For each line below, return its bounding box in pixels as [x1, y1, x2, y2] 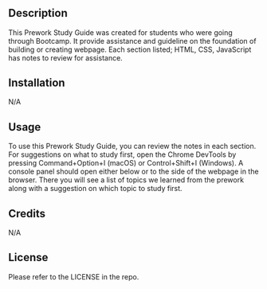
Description [8, 6, 68, 20]
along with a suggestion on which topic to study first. [8, 184, 183, 193]
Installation [8, 76, 65, 89]
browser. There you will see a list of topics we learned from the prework [8, 175, 245, 185]
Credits [8, 206, 46, 221]
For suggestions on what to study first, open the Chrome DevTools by [8, 150, 237, 159]
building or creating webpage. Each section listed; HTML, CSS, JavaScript [8, 45, 252, 54]
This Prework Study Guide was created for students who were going [8, 27, 233, 37]
